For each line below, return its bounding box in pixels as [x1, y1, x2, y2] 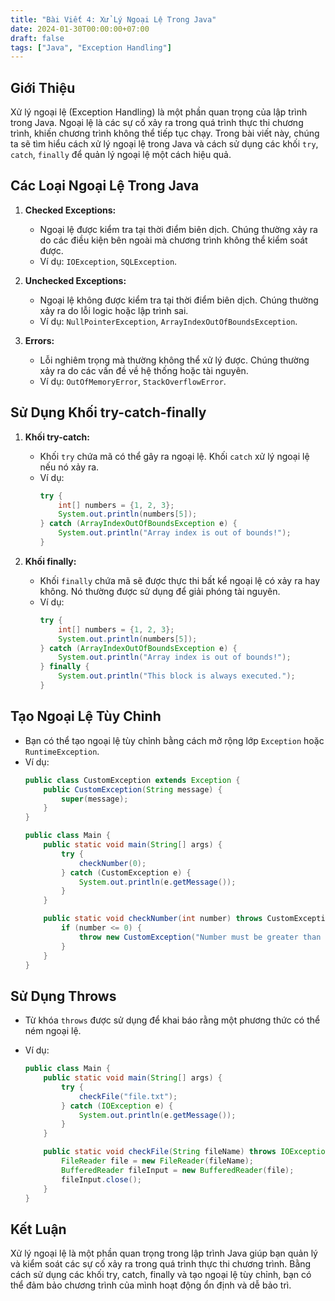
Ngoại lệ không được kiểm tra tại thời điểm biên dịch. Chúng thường [39, 294, 319, 306]
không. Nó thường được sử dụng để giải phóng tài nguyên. [39, 585, 281, 597]
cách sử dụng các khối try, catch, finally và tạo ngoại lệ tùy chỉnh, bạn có [10, 1269, 312, 1281]
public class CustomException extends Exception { [24, 775, 241, 785]
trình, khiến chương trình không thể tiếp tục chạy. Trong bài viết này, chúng [10, 127, 320, 140]
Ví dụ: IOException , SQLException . [39, 255, 178, 267]
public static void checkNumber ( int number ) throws [43, 914, 263, 924]
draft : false [10, 33, 65, 43]
